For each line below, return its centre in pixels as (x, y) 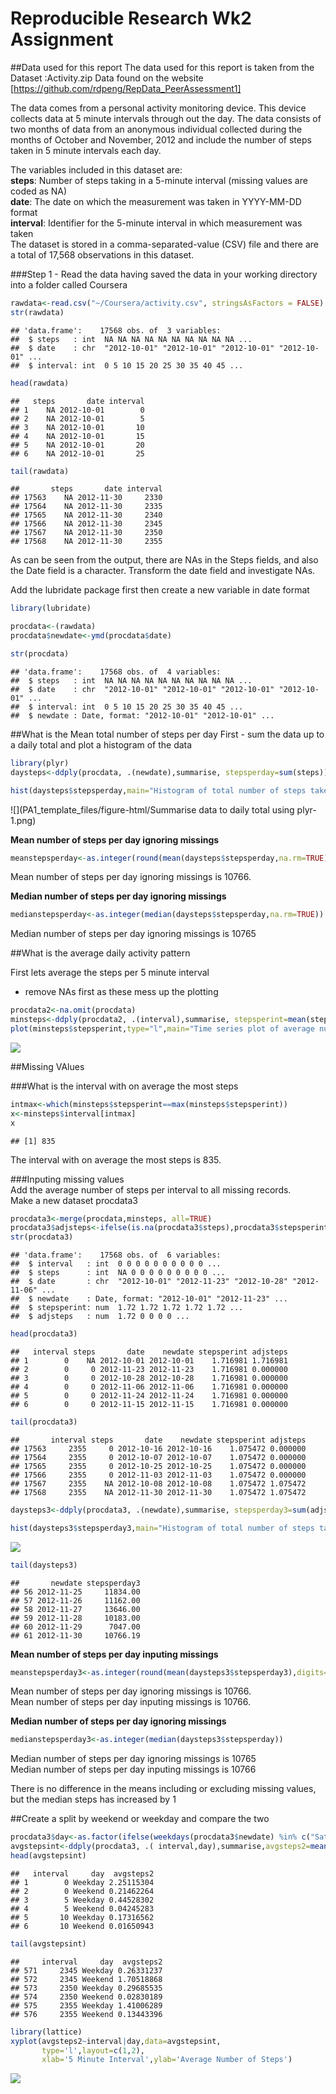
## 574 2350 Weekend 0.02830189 (86, 1997)
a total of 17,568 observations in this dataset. (102, 254)
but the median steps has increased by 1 (93, 1799)
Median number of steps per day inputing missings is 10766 (133, 1769)
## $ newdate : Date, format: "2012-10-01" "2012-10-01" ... (142, 715)
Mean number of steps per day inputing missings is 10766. (131, 1702)
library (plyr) (40, 763)
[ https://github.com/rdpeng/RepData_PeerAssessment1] (126, 88)
